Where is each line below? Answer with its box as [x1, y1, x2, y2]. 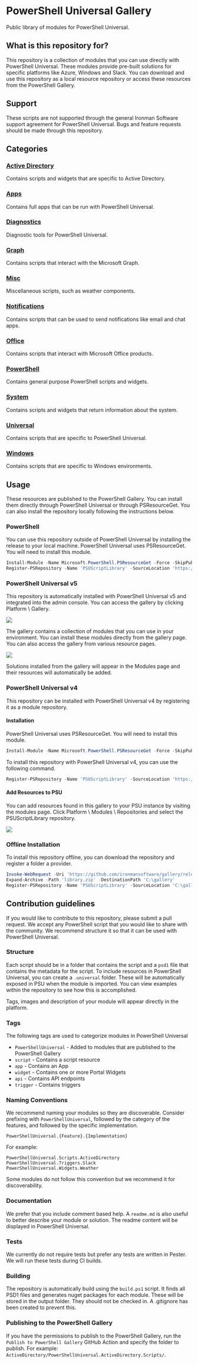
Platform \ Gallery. [6, 605, 50, 612]
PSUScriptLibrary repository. [6, 814, 76, 821]
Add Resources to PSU [6, 789, 63, 796]
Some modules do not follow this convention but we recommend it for [6, 1176, 176, 1183]
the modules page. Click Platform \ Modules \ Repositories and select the [6, 808, 184, 815]
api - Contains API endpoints [14, 1075, 85, 1082]
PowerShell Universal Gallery [6, 4, 152, 18]
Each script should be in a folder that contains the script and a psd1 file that [6, 961, 189, 968]
